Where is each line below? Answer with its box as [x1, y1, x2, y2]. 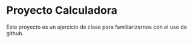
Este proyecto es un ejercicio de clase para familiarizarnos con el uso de [6, 23, 188, 30]
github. [6, 29, 24, 36]
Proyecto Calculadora [6, 4, 118, 17]
